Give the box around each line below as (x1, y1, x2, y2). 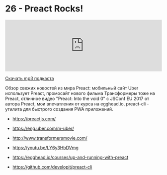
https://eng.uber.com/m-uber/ (12, 125, 75, 131)
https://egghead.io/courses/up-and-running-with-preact (12, 154, 129, 160)
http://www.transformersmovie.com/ (12, 135, 87, 141)
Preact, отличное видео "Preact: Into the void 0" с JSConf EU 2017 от (5, 95, 150, 101)
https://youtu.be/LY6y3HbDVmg (12, 145, 79, 151)
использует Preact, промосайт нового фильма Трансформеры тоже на (5, 90, 155, 96)
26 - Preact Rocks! (5, 3, 83, 14)
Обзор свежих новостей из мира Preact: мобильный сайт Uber (5, 85, 139, 91)
